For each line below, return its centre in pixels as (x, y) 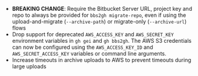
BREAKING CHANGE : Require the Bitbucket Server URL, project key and (102, 9)
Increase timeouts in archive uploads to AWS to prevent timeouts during (102, 60)
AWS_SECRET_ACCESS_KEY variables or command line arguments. (89, 53)
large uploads (29, 66)
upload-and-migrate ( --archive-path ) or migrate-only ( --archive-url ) (99, 21)
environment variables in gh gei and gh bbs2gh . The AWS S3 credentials (102, 41)
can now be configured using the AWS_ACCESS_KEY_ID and (82, 47)
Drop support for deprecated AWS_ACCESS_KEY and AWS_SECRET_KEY (93, 34)
